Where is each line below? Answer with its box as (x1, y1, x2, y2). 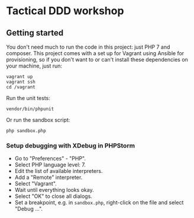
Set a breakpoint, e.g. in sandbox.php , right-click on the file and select (14, 199, 184, 206)
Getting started (6, 28, 64, 38)
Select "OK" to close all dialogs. (14, 193, 93, 200)
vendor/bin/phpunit (6, 106, 54, 112)
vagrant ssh (6, 79, 35, 85)
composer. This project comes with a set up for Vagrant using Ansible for (6, 50, 185, 57)
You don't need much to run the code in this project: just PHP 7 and (6, 43, 170, 50)
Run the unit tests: (6, 95, 50, 101)
